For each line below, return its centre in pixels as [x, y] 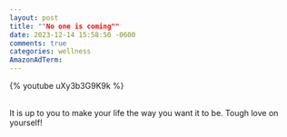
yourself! [26, 122]
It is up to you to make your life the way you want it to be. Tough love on [144, 113]
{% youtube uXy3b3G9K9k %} [67, 86]
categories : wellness [50, 52]
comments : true [38, 43]
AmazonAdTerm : [36, 60]
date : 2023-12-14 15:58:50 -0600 [73, 34]
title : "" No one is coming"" [64, 26]
